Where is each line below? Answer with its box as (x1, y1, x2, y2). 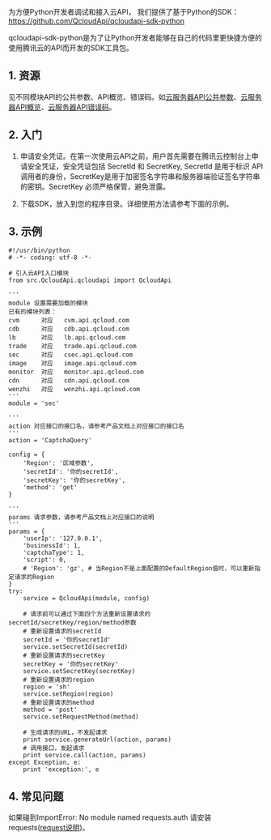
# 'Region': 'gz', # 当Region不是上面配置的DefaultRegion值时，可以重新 (23, 565, 255, 573)
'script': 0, (23, 556, 67, 565)
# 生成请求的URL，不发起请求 (23, 728, 108, 737)
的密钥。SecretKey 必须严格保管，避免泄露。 (19, 181, 171, 191)
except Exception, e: (8, 758, 82, 767)
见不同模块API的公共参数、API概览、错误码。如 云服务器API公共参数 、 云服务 (8, 92, 263, 101)
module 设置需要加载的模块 (8, 299, 89, 308)
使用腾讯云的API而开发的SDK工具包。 (8, 43, 133, 53)
